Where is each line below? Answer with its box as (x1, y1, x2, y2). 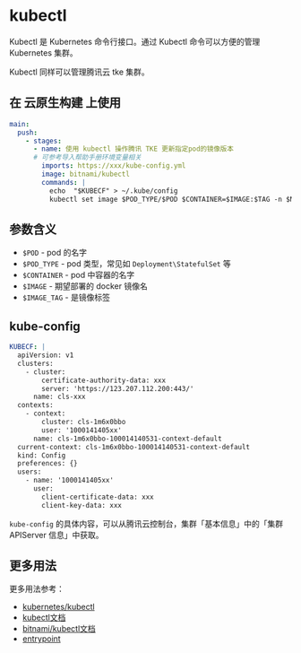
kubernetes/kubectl (21, 602, 96, 613)
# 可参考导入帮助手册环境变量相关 (32, 153, 142, 162)
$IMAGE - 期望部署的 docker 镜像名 (21, 281, 148, 292)
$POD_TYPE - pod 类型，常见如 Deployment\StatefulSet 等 (21, 258, 231, 269)
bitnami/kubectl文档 (21, 623, 96, 634)
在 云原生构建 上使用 (9, 95, 121, 110)
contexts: (17, 401, 54, 410)
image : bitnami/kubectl (41, 170, 130, 178)
